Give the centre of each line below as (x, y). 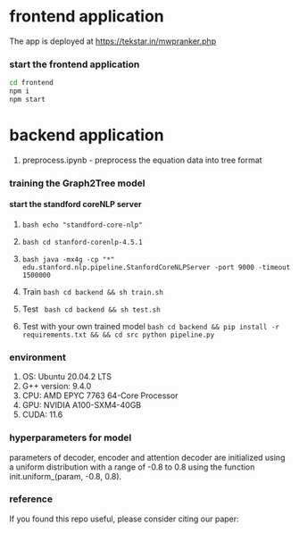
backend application (87, 135)
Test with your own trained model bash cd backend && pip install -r (150, 326)
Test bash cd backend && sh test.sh (91, 309)
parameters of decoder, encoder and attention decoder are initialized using (147, 457)
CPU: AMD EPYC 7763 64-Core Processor (100, 396)
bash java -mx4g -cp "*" (68, 259)
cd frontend (31, 83)
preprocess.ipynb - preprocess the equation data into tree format (142, 160)
